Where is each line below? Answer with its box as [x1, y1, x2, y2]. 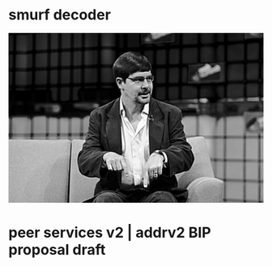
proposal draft [8, 240, 106, 259]
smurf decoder [8, 6, 112, 24]
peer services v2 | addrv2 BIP [8, 223, 212, 242]
